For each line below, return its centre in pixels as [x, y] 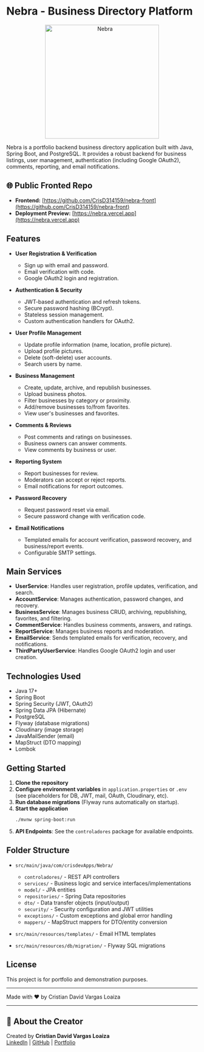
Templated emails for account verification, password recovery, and [108, 539]
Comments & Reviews [43, 425]
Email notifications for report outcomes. [73, 486]
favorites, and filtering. [43, 618]
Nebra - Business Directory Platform [100, 11]
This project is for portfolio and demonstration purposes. [77, 979]
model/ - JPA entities [50, 890]
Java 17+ [26, 691]
